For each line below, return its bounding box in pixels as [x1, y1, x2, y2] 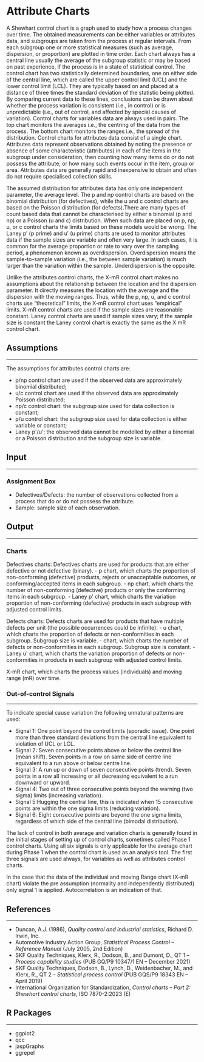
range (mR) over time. [6, 674, 61, 681]
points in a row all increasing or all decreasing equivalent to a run [15, 772, 178, 780]
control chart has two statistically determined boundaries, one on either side [6, 69, 197, 77]
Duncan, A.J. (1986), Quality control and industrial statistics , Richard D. [15, 926, 194, 933]
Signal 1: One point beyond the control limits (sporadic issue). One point [15, 727, 194, 735]
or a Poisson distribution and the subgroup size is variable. [15, 434, 162, 441]
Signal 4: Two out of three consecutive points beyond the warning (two [15, 785, 193, 793]
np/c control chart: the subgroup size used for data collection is [15, 402, 175, 409]
